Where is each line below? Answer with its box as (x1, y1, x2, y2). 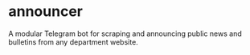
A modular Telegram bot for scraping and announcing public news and (8, 29, 243, 38)
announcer (8, 2, 83, 21)
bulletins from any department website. (8, 37, 138, 46)
